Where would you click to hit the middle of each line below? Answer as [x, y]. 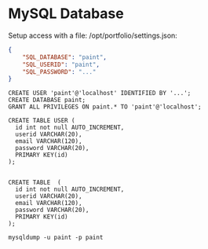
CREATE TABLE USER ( [42, 121]
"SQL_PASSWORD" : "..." [59, 71]
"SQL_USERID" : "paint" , [61, 64]
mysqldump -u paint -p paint [56, 238]
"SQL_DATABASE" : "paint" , [65, 57]
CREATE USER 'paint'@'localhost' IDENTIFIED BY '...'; [100, 93]
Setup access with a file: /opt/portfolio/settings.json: [93, 35]
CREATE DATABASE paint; [47, 100]
